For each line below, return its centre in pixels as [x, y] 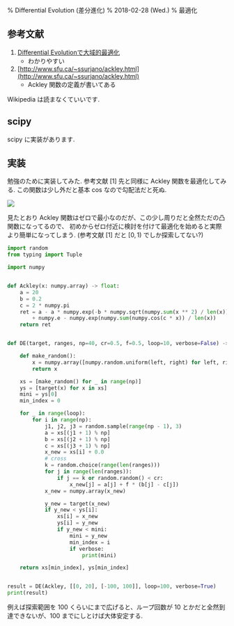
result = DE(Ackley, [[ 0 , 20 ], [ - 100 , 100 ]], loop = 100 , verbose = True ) [112, 586]
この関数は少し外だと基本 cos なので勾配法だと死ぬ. [92, 190]
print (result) [28, 593]
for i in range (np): [62, 420]
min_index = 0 [40, 401]
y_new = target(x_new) [77, 504]
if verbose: [87, 549]
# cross [56, 459]
